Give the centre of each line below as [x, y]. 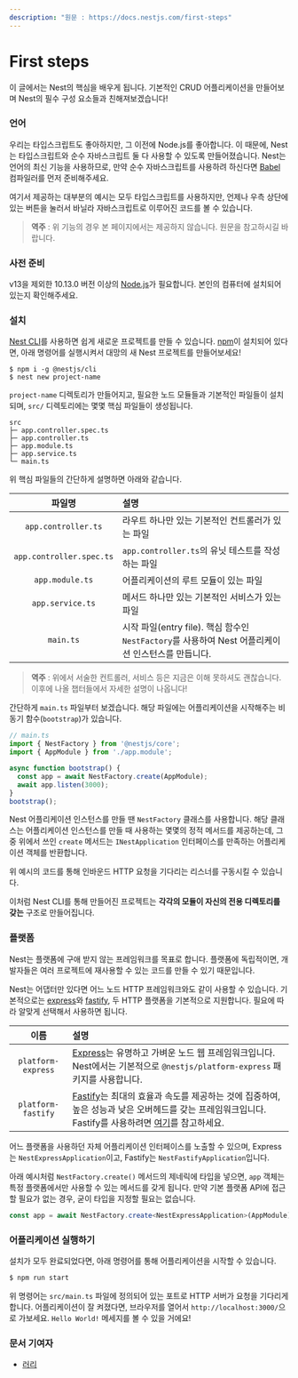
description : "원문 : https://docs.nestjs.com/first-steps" [121, 17]
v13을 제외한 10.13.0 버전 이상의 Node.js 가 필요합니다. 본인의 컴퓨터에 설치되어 [145, 284]
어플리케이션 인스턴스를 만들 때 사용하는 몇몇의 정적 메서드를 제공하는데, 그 [154, 830]
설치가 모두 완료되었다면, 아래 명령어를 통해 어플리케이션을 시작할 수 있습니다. [143, 1261]
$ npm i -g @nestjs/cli [53, 370]
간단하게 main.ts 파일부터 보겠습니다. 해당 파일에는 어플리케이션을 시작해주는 [143, 708]
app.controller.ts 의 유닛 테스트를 [192, 550]
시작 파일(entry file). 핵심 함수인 [186, 628]
